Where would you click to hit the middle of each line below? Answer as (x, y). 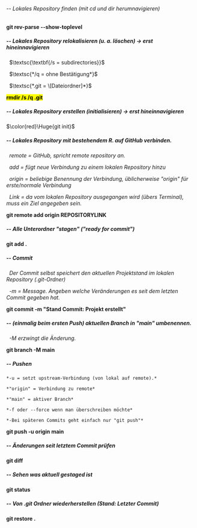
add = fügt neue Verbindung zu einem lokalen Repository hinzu (87, 167)
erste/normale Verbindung (39, 185)
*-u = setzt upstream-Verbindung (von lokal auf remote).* (82, 378)
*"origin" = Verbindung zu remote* (51, 389)
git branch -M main (31, 350)
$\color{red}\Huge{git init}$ (41, 127)
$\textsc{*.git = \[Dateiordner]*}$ (50, 86)
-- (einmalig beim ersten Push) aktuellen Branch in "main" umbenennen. (99, 323)
